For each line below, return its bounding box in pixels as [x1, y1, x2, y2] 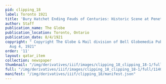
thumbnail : [5, 62, 28, 67]
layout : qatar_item [5, 53, 45, 58]
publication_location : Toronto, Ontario [5, 30, 90, 35]
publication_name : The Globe [5, 26, 65, 31]
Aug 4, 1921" [9, 44, 37, 49]
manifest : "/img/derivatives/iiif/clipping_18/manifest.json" [5, 72, 136, 77]
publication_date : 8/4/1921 [5, 35, 63, 40]
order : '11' [5, 48, 30, 53]
